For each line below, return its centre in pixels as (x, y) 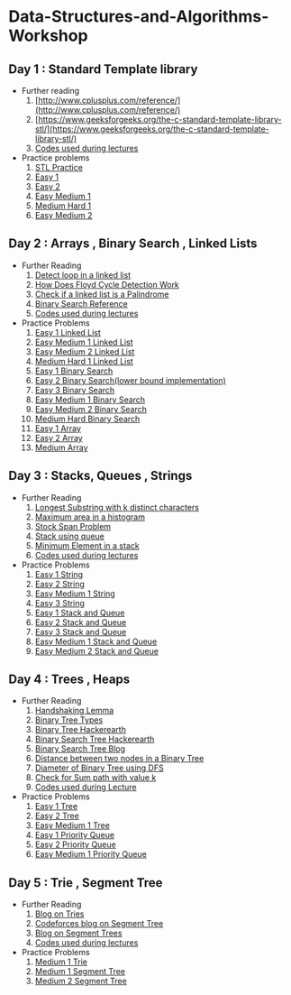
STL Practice (59, 167)
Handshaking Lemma (74, 711)
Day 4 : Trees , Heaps (69, 680)
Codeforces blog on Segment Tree (99, 924)
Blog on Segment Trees (78, 933)
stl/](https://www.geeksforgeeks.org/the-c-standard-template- (152, 129)
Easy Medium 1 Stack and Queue (96, 641)
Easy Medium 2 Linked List (85, 351)
